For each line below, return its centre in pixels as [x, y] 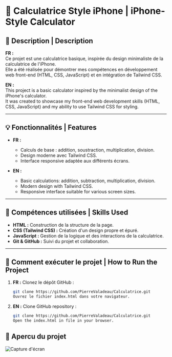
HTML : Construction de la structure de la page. [63, 225]
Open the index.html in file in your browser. [63, 321]
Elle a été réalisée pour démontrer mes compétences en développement [81, 70]
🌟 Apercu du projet [36, 337]
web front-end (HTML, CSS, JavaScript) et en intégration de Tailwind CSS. [84, 75]
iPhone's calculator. [26, 96]
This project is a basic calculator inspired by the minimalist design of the [81, 90]
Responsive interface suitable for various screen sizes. [78, 191]
